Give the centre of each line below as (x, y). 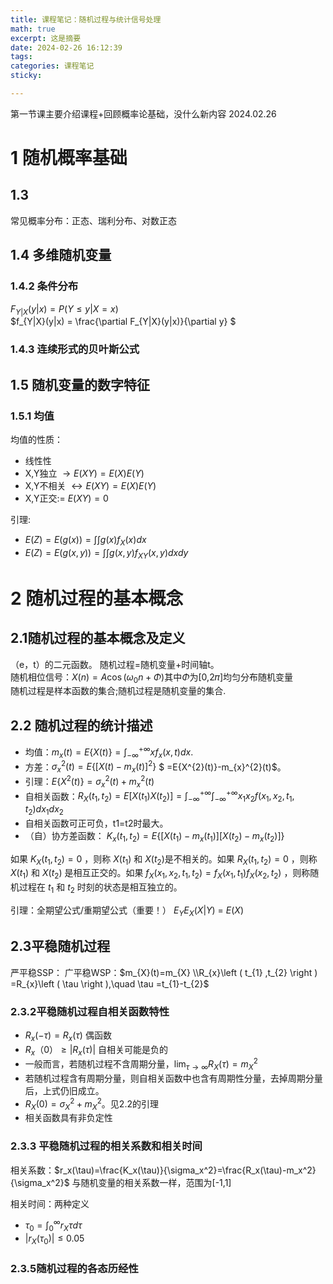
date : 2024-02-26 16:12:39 (66, 47)
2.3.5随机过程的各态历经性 (74, 1268)
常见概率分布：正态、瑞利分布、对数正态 (93, 220)
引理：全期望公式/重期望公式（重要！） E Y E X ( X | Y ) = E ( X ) (127, 911)
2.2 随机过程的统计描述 (81, 725)
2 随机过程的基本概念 (97, 598)
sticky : (26, 76)
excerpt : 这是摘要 (46, 38)
